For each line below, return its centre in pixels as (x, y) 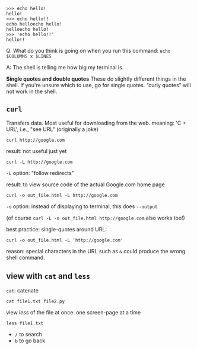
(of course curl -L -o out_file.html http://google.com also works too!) (96, 218)
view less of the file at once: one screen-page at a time (74, 312)
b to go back (30, 341)
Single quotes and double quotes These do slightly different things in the (96, 79)
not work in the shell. (32, 91)
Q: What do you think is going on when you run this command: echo (88, 51)
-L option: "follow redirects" (40, 173)
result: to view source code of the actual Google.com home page (85, 184)
